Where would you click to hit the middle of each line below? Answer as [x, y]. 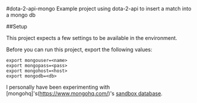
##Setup [17, 26]
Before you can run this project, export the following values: [79, 49]
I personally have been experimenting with [58, 87]
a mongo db [21, 15]
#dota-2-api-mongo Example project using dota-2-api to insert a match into [99, 9]
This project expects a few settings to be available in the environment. [92, 38]
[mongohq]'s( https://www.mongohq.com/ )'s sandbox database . [85, 93]
